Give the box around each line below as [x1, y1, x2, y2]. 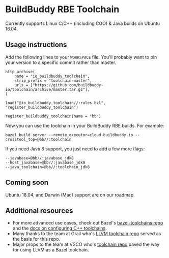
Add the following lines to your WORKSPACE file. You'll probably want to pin [5, 54, 157, 60]
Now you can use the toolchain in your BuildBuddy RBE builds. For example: [5, 122, 164, 128]
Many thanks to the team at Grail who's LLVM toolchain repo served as [12, 231, 161, 237]
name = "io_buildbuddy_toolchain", [14, 74, 90, 79]
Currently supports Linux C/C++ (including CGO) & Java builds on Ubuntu [5, 20, 160, 26]
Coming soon [5, 178, 49, 187]
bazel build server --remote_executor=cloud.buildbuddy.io [5, 132, 133, 138]
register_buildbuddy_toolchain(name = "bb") [5, 113, 101, 119]
